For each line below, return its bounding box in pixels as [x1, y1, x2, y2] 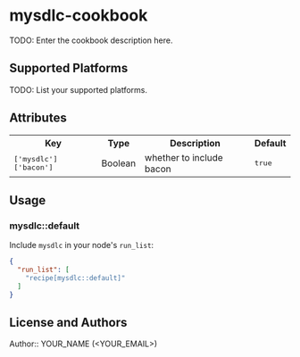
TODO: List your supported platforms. [9, 84, 148, 95]
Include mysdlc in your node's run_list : [9, 240, 154, 251]
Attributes [9, 111, 67, 126]
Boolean [101, 157, 137, 170]
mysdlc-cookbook [9, 5, 148, 26]
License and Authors [9, 315, 128, 330]
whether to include [144, 151, 223, 163]
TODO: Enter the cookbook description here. [9, 35, 173, 46]
